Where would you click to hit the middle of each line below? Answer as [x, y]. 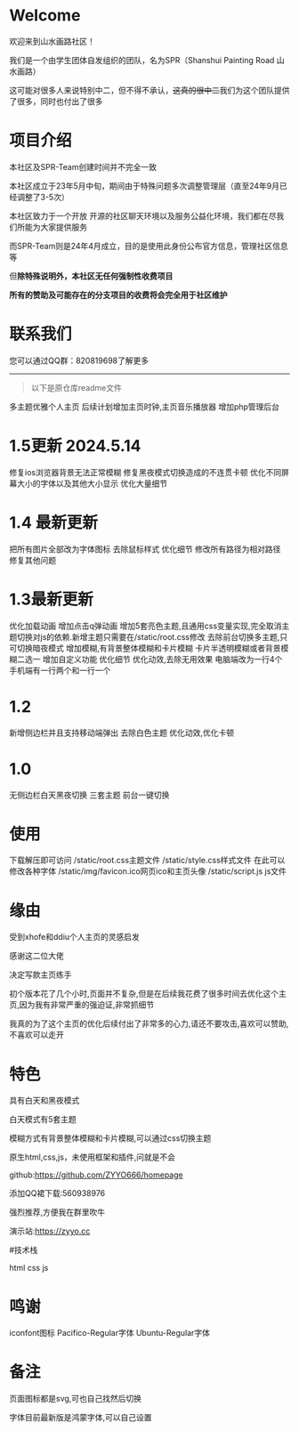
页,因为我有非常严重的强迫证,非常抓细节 [82, 1005]
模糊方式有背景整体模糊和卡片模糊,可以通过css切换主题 [110, 1138]
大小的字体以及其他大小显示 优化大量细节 [92, 483]
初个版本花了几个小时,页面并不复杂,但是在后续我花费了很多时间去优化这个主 [148, 994]
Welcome [45, 16]
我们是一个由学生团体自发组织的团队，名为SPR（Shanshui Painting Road [142, 60]
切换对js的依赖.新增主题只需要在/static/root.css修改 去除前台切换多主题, [148, 636]
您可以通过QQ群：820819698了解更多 [79, 360]
